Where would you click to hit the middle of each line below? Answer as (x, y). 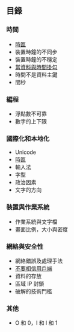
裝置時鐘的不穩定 (36, 59)
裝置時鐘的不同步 (36, 52)
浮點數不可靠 (31, 114)
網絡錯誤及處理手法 (39, 261)
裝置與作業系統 (28, 207)
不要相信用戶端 (33, 268)
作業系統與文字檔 (36, 221)
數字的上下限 (31, 121)
